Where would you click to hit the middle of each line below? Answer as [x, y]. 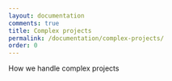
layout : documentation [46, 16]
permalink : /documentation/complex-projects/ [86, 38]
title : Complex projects [50, 30]
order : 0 [23, 46]
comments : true [34, 23]
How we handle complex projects [64, 68]
